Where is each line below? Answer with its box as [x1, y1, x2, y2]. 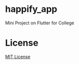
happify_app [5, 3, 58, 15]
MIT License [5, 54, 31, 60]
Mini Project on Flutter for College [5, 20, 75, 26]
